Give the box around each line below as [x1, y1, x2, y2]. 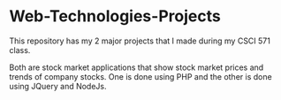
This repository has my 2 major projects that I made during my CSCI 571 [9, 35, 271, 46]
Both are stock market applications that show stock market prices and [9, 62, 264, 73]
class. [9, 44, 31, 55]
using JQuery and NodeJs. [9, 81, 108, 91]
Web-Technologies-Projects [9, 6, 221, 27]
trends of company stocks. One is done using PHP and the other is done [9, 71, 272, 81]
